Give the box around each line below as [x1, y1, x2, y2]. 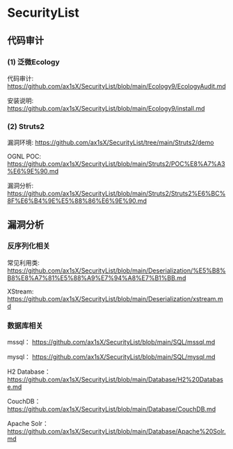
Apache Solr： [7, 420, 49, 428]
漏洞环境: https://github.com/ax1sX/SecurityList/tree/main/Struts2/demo [7, 138, 214, 147]
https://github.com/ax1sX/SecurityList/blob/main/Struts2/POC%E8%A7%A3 [7, 160, 225, 168]
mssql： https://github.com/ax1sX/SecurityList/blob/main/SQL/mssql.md [7, 338, 216, 347]
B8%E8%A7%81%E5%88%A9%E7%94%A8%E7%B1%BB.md [7, 273, 186, 282]
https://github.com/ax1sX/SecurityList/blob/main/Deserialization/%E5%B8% [7, 266, 226, 275]
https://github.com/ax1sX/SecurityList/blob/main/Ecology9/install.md [7, 104, 205, 112]
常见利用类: [7, 258, 40, 266]
